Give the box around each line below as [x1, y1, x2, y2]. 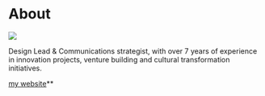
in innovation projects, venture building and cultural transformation [8, 54, 230, 64]
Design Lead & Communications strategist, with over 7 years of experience [8, 46, 258, 56]
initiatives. [8, 63, 43, 73]
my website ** [8, 78, 54, 88]
